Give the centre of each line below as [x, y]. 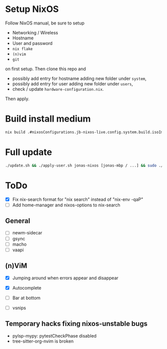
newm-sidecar [27, 233]
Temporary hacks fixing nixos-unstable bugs [76, 324]
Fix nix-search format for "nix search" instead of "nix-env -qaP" [78, 199]
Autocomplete [27, 288]
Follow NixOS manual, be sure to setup [45, 23]
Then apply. [17, 99]
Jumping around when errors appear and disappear [65, 278]
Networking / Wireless [35, 32]
